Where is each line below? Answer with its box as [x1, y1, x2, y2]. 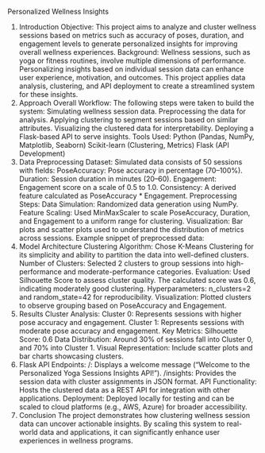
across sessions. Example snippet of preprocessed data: [18, 234, 205, 242]
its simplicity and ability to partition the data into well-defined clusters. [18, 250, 249, 259]
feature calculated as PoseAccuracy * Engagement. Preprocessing [18, 191, 237, 200]
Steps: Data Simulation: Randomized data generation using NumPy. [18, 199, 239, 209]
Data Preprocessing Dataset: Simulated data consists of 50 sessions [18, 157, 243, 166]
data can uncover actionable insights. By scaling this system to [18, 419, 225, 428]
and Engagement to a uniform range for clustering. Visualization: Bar [18, 216, 244, 226]
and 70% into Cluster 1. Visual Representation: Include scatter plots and [18, 343, 253, 352]
